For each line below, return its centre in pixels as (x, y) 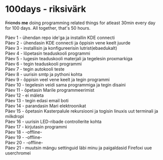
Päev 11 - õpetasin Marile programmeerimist (50, 90)
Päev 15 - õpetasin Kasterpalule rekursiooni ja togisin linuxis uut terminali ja (82, 111)
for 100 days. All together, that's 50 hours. (48, 28)
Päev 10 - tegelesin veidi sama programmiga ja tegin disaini (65, 84)
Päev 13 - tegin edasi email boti (37, 100)
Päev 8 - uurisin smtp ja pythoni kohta (44, 74)
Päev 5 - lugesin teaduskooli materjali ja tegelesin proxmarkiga (69, 58)
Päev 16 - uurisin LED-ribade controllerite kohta (53, 121)
